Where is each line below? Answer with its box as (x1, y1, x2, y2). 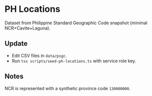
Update (4, 40, 28, 48)
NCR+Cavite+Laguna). (4, 25, 50, 31)
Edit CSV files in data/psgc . (11, 52, 67, 58)
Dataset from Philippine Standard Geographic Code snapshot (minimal (4, 20, 148, 26)
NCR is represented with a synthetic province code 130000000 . (4, 85, 131, 91)
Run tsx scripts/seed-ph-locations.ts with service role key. (11, 58, 136, 64)
